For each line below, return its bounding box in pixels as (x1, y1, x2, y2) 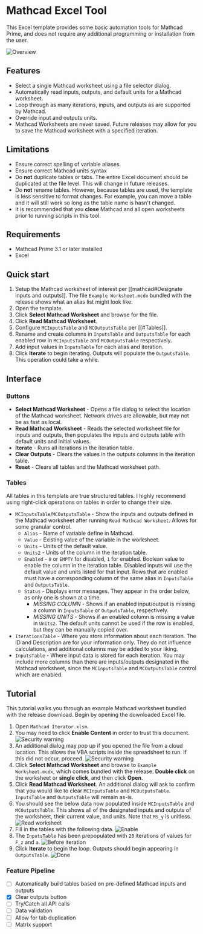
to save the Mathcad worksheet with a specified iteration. (14, 126, 158, 134)
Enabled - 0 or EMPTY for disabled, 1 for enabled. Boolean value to (24, 555, 185, 563)
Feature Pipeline (6, 866, 56, 875)
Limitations (6, 145, 50, 155)
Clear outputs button (14, 893, 67, 901)
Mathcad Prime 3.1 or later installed (14, 246, 103, 253)
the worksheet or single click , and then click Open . (14, 774, 143, 781)
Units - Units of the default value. (24, 543, 108, 550)
